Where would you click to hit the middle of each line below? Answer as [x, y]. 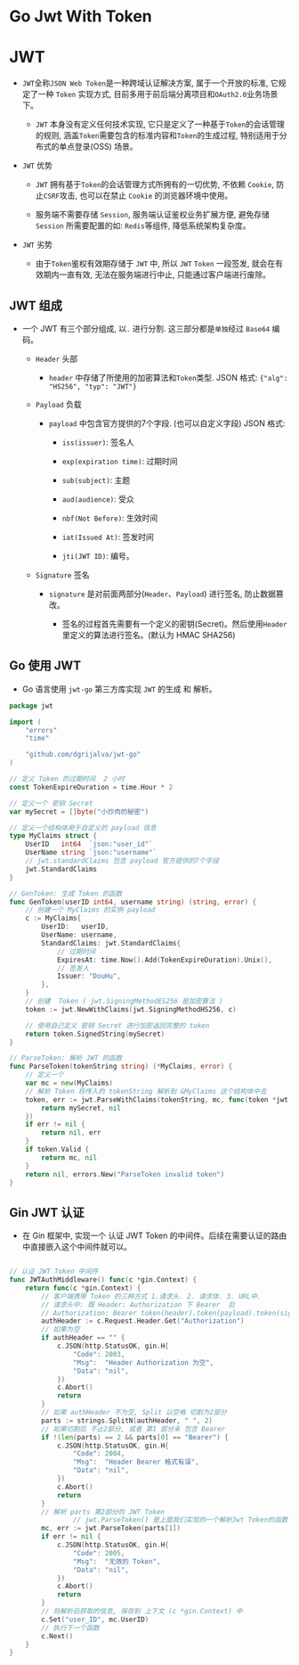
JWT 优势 [37, 166]
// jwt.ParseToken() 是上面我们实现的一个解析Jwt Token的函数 [180, 1520]
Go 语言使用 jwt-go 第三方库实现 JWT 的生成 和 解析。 [119, 689]
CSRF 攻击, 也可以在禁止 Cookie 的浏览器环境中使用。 [138, 196]
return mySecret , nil [81, 1108]
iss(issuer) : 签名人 [98, 442]
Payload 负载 [58, 404]
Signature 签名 [62, 574]
